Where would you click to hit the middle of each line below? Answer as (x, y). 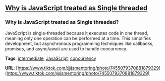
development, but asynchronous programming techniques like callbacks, (79, 43)
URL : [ (12, 68)
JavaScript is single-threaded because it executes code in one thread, (77, 33)
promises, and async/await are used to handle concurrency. (66, 48)
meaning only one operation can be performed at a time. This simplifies (78, 38)
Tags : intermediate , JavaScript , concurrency (51, 58)
